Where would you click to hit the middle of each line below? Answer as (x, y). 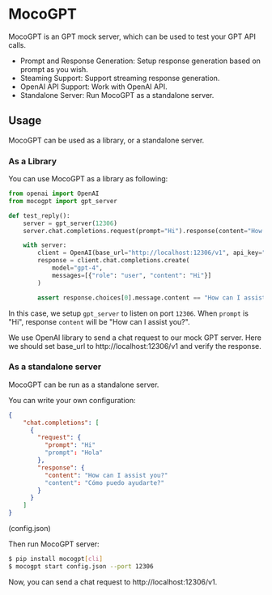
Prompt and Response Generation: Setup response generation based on (140, 61)
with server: (45, 245)
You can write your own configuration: (72, 400)
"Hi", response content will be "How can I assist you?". (99, 321)
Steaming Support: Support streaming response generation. (120, 78)
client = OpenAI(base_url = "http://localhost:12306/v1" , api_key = (150, 253)
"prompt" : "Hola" (74, 453)
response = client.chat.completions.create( (114, 261)
